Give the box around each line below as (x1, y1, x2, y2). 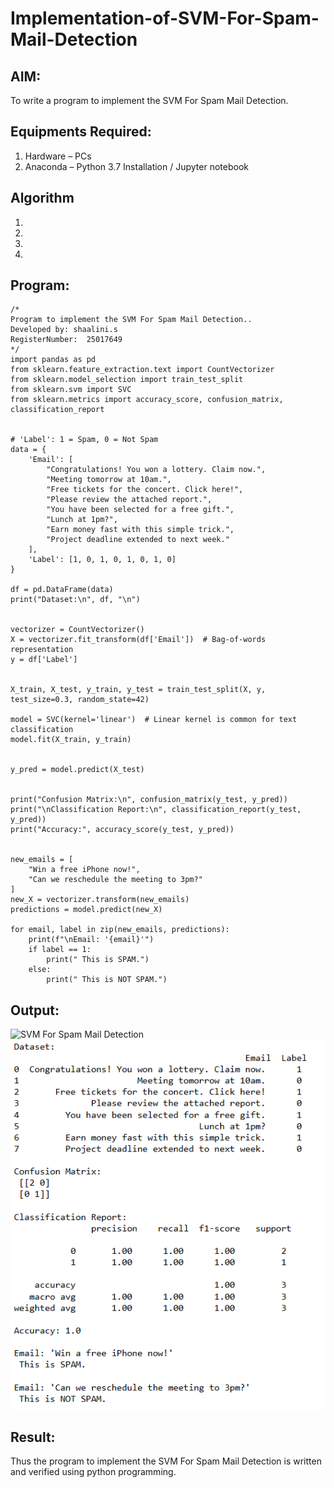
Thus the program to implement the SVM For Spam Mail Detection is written (10, 1455, 322, 1467)
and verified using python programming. (10, 1466, 177, 1478)
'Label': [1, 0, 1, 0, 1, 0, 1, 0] (28, 555, 177, 565)
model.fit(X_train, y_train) (10, 735, 132, 745)
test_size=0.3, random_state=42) (10, 695, 150, 705)
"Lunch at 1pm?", (46, 515, 118, 525)
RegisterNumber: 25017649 (10, 335, 123, 345)
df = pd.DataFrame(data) (10, 585, 114, 595)
